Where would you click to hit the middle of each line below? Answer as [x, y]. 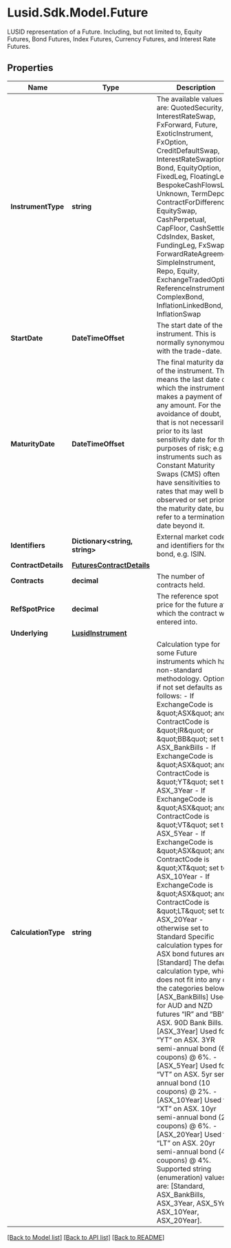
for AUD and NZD [185, 1005]
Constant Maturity [186, 465]
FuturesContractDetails [111, 565]
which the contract [187, 613]
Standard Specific [185, 936]
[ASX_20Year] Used [189, 1134]
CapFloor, [173, 228]
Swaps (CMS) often [188, 474]
